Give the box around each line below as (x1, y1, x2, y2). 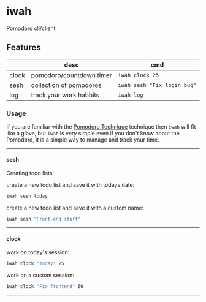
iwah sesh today (6, 193, 48, 200)
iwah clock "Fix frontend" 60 (6, 284, 84, 290)
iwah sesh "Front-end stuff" (6, 216, 81, 222)
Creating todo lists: (6, 170, 54, 177)
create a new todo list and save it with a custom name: (6, 204, 144, 212)
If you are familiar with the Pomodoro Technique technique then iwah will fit (6, 123, 196, 130)
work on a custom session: (6, 271, 75, 279)
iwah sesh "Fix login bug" (118, 81, 197, 88)
